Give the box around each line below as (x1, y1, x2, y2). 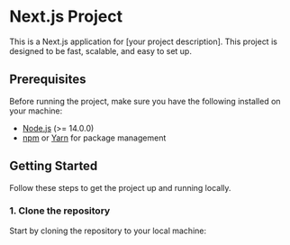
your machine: (9, 105, 63, 116)
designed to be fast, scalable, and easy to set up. (9, 45, 192, 56)
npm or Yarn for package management (22, 132, 167, 143)
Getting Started (9, 159, 98, 174)
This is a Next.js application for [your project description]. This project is (9, 36, 277, 47)
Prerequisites (9, 72, 86, 87)
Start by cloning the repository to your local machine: (9, 225, 207, 236)
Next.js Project (9, 6, 123, 27)
